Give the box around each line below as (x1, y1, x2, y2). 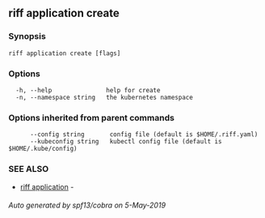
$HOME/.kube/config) (8, 145, 78, 153)
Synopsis (8, 31, 46, 42)
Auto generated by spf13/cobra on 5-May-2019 (8, 200, 166, 210)
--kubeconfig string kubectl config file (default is (29, 138, 222, 146)
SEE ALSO (8, 164, 49, 175)
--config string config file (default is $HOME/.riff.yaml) (29, 130, 259, 139)
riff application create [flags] (8, 49, 121, 58)
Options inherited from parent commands (8, 112, 175, 123)
